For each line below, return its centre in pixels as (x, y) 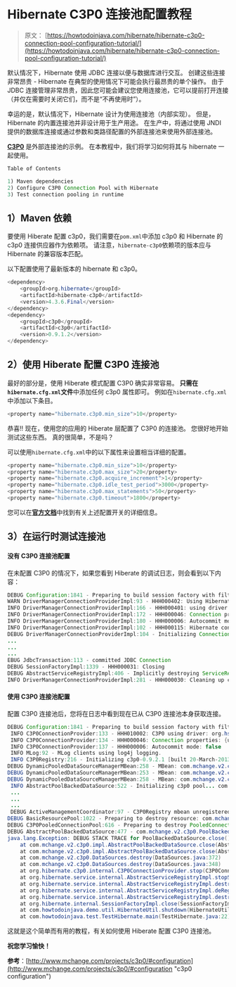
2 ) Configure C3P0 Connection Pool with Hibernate (83, 188)
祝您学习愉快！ (29, 946)
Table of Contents (34, 168)
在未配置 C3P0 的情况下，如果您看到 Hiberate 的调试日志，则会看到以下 (111, 573)
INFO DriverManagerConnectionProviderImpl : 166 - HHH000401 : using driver (118, 608)
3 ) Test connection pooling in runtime (66, 194)
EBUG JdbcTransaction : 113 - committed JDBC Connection (89, 661)
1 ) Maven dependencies (40, 181)
